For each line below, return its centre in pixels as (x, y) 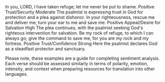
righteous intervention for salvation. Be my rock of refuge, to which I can (80, 33)
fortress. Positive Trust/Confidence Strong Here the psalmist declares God (81, 43)
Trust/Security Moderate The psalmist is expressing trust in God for (74, 12)
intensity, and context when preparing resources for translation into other (80, 69)
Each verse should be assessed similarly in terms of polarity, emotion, (77, 63)
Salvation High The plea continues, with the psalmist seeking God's (74, 28)
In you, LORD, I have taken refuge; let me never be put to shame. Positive (80, 7)
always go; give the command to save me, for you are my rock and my (77, 38)
